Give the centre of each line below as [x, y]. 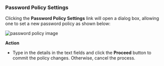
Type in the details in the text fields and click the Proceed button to [82, 53]
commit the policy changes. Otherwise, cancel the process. [74, 58]
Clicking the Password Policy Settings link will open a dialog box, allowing [82, 18]
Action [12, 43]
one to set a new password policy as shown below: [58, 23]
